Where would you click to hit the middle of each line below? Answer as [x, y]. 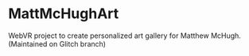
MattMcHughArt [64, 14]
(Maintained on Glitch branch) [57, 43]
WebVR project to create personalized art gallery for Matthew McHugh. [124, 35]
